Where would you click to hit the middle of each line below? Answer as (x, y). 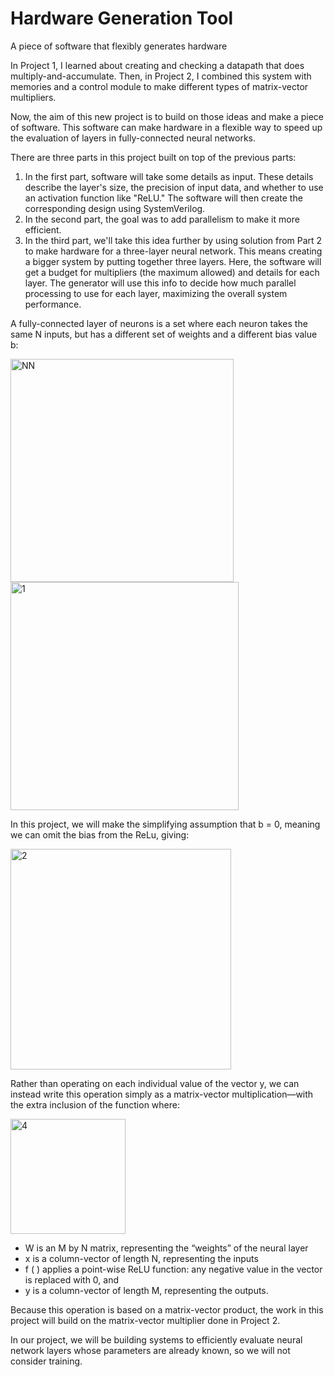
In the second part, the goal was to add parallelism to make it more (162, 219)
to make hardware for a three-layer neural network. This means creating (173, 251)
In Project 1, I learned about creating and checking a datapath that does (157, 65)
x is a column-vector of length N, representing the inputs (141, 1258)
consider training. (46, 1361)
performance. (53, 304)
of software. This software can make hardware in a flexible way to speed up (166, 127)
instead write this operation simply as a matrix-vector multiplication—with (162, 1094)
